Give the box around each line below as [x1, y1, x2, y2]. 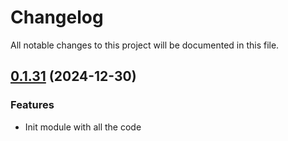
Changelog [10, 6, 104, 29]
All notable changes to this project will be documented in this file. [10, 39, 280, 51]
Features [10, 98, 55, 112]
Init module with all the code [24, 121, 142, 133]
